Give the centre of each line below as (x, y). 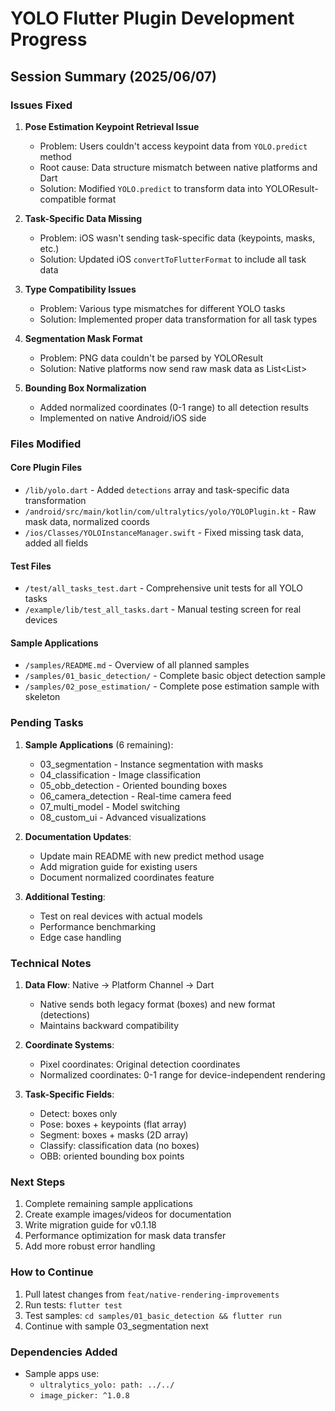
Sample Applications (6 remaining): (99, 744)
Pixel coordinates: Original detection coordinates (140, 1064)
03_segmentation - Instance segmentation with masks (151, 764)
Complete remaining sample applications (108, 1204)
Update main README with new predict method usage (152, 856)
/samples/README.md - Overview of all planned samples (137, 665)
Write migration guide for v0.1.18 (90, 1225)
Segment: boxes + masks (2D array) (114, 1135)
